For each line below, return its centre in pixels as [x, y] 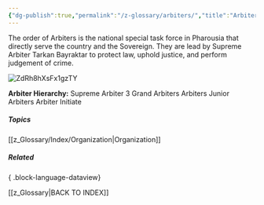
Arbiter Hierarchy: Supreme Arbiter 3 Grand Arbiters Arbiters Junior [119, 93]
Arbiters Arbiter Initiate [45, 101]
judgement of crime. [41, 63]
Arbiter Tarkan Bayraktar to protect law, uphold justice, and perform [118, 54]
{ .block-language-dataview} [55, 177]
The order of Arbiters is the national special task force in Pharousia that [124, 38]
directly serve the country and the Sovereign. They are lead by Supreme [125, 46]
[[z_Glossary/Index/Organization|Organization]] [84, 139]
